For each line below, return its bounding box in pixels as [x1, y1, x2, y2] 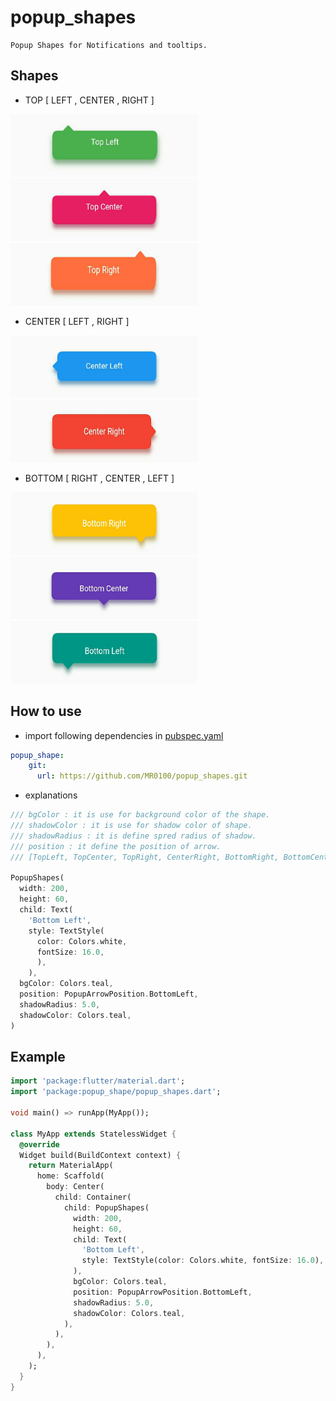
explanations [24, 789, 78, 801]
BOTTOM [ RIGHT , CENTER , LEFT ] [24, 472, 175, 484]
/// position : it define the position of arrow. [10, 841, 222, 851]
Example [10, 1048, 66, 1065]
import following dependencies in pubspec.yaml [24, 729, 224, 741]
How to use [10, 703, 82, 720]
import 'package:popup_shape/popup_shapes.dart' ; [10, 1087, 222, 1097]
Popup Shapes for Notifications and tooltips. [10, 40, 208, 50]
